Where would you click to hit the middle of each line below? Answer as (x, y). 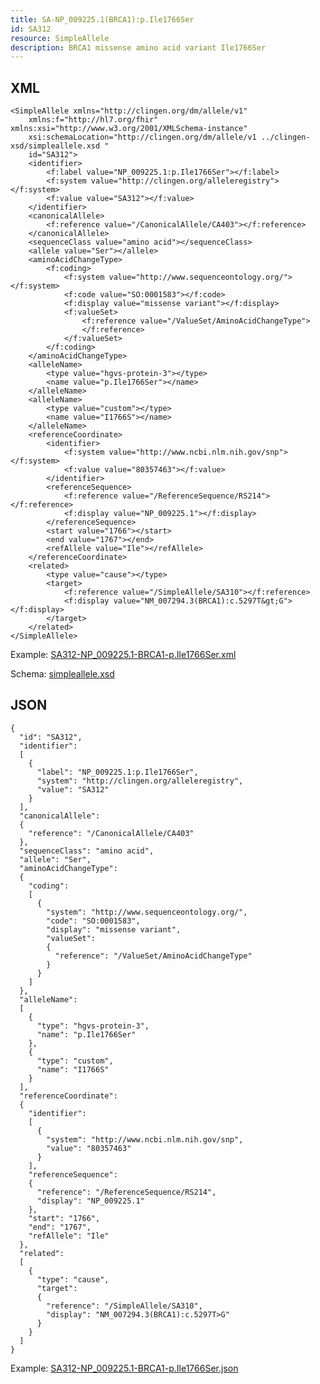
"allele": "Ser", (55, 859)
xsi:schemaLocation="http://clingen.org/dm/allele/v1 (142, 137)
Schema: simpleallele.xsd (62, 674)
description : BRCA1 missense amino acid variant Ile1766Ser (138, 47)
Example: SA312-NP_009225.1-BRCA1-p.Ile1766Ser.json (124, 1368)
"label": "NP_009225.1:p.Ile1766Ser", (117, 772)
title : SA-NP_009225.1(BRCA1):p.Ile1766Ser (102, 19)
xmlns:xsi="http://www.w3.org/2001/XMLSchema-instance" (129, 129)
